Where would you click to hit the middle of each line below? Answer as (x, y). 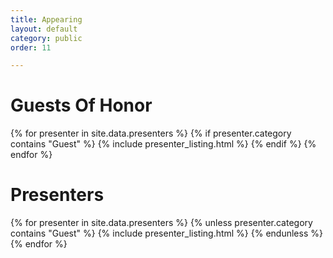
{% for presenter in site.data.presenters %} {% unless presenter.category (161, 223)
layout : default (44, 29)
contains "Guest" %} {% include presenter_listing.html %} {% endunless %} (166, 233)
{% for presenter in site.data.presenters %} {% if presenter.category (151, 133)
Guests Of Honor (81, 105)
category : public (46, 38)
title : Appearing (46, 19)
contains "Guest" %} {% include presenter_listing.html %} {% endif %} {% (163, 144)
